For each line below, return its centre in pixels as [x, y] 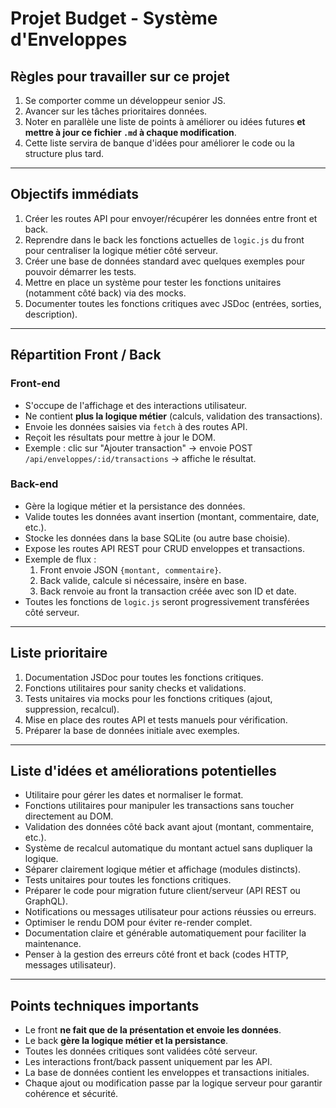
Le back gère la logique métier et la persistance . [126, 1041]
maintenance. [53, 944]
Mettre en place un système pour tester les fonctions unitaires [153, 282]
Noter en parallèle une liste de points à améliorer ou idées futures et [165, 121]
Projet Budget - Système [114, 18]
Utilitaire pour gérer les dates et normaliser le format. [134, 795]
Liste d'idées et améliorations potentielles [143, 771]
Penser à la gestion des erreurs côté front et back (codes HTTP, [156, 954]
